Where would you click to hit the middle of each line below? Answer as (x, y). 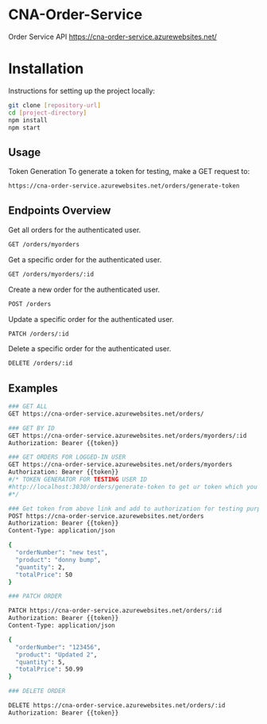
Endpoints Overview (60, 211)
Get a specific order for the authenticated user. (85, 259)
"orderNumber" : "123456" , (58, 647)
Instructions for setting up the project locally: (82, 91)
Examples (33, 388)
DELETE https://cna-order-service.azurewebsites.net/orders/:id (117, 706)
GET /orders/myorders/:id (51, 274)
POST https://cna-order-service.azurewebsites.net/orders (106, 516)
